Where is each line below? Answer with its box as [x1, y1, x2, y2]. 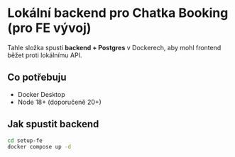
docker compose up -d [7, 144, 72, 151]
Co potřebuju [7, 71, 67, 83]
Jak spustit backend [7, 118, 99, 130]
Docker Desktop [17, 90, 65, 98]
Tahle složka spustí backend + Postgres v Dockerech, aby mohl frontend [7, 43, 222, 52]
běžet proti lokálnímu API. [7, 51, 82, 59]
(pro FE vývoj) [7, 20, 92, 36]
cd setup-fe [7, 136, 43, 144]
